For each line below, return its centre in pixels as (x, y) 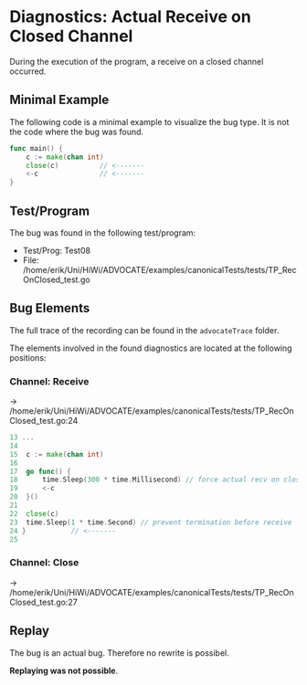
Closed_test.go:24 (44, 421)
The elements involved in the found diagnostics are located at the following (151, 348)
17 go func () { (40, 471)
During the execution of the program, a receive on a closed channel (137, 61)
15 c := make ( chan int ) (57, 454)
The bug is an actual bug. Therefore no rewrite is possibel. (120, 653)
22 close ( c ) (34, 513)
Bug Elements (50, 308)
